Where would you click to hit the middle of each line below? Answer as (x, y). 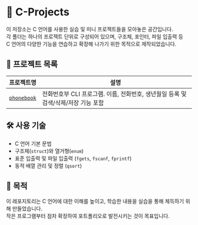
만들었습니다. (27, 208)
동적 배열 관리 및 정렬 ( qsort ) (48, 165)
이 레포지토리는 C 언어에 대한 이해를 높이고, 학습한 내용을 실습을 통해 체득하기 (95, 201)
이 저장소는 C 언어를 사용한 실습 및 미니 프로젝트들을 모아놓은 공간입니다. (90, 29)
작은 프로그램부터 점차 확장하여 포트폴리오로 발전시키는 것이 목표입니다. (88, 216)
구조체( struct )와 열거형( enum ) (49, 151)
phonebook (23, 98)
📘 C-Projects (38, 12)
